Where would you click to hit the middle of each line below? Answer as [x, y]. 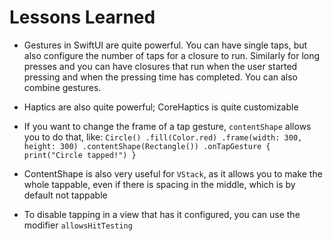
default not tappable [65, 195]
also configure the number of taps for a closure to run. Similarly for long [172, 55]
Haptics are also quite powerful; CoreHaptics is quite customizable [161, 107]
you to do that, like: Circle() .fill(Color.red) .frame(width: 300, [163, 137]
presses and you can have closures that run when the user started [160, 66]
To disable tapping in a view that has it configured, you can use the [162, 214]
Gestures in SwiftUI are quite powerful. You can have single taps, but [165, 45]
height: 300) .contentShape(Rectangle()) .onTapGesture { [147, 146]
